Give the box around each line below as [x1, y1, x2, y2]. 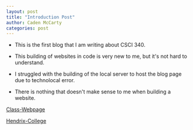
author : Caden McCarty [6, 19, 62, 25]
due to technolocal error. [14, 77, 75, 84]
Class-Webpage [6, 106, 45, 113]
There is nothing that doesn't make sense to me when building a [14, 88, 171, 95]
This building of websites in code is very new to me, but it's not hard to [14, 53, 188, 60]
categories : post [6, 25, 49, 31]
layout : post [6, 8, 38, 15]
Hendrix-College [6, 118, 47, 125]
